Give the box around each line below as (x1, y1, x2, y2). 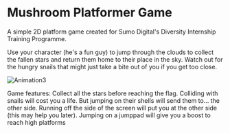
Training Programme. (7, 34, 67, 43)
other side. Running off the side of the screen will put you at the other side (7, 104, 218, 112)
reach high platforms (7, 118, 67, 126)
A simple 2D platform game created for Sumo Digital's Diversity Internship (7, 27, 216, 36)
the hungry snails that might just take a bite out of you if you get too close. (7, 62, 218, 71)
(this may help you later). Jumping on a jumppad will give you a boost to (7, 111, 211, 119)
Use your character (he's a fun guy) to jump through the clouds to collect (7, 48, 214, 56)
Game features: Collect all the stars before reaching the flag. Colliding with (7, 89, 218, 97)
